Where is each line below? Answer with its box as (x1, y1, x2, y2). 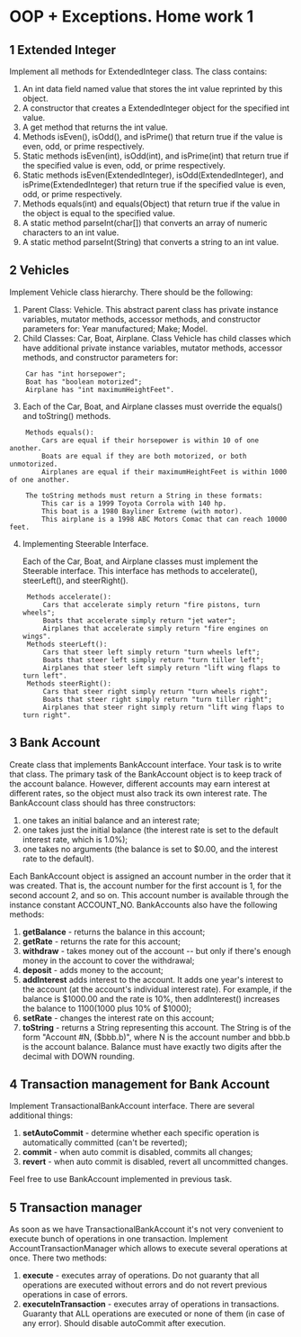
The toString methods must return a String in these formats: (25, 491, 263, 500)
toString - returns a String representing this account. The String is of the (22, 1022, 292, 1032)
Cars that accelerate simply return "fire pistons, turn (42, 600, 261, 609)
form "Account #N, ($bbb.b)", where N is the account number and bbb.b (22, 1032, 290, 1042)
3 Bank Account (9, 735, 101, 750)
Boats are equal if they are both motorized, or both (41, 451, 247, 460)
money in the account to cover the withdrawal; (22, 955, 195, 966)
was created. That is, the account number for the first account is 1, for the (9, 880, 282, 891)
